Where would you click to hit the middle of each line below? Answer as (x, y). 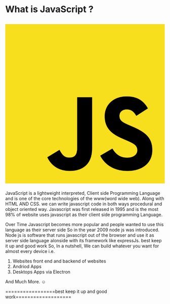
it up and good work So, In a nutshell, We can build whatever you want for (82, 246)
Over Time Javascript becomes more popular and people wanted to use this (84, 224)
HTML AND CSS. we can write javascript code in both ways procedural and (84, 204)
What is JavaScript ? (49, 9)
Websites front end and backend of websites (59, 261)
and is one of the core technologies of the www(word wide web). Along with (85, 199)
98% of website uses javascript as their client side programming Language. (84, 214)
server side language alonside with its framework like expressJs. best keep (83, 241)
